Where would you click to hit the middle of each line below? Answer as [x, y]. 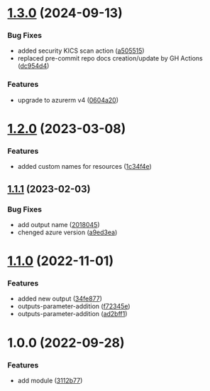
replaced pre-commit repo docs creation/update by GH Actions [110, 58]
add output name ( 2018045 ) [59, 224]
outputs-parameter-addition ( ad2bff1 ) [72, 314]
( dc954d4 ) [33, 66]
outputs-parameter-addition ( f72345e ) [74, 306]
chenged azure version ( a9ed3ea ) [67, 232]
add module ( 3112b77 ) [50, 380]
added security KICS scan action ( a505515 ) [81, 51]
